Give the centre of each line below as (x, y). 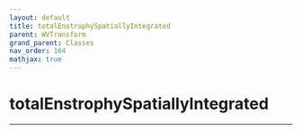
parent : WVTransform (48, 34)
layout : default (40, 18)
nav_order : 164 (38, 51)
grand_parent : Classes (52, 43)
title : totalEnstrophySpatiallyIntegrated (90, 26)
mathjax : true (36, 59)
